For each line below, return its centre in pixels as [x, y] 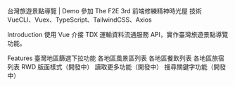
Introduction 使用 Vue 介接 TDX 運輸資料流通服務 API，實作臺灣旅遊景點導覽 [118, 35]
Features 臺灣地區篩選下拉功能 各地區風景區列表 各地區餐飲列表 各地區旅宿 [116, 58]
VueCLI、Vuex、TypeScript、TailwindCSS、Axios [80, 20]
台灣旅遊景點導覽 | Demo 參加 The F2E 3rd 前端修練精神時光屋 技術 [105, 11]
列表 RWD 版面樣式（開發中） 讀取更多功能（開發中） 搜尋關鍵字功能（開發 [117, 67]
